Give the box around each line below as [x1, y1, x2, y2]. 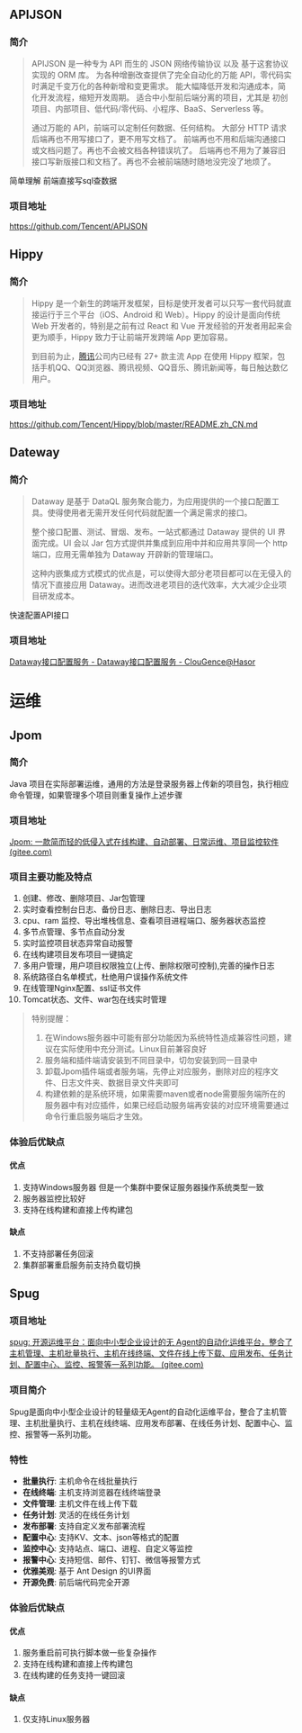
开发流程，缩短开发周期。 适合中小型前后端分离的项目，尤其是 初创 [39, 92, 289, 103]
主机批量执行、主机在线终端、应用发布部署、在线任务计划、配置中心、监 [24, 1417, 293, 1428]
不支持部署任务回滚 [22, 1248, 94, 1259]
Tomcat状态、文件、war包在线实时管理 [22, 994, 167, 1005]
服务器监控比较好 [22, 1193, 86, 1204]
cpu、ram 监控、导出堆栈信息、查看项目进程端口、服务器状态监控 [22, 916, 266, 926]
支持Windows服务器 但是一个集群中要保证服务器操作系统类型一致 [22, 1181, 264, 1192]
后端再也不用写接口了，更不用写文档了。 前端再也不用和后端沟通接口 [31, 133, 286, 144]
